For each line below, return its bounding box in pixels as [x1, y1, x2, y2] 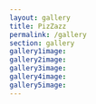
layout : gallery [9, 13, 71, 23]
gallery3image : [9, 64, 67, 73]
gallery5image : [9, 80, 67, 90]
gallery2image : [9, 55, 67, 64]
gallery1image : [9, 47, 67, 56]
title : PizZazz [9, 22, 67, 31]
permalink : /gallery [9, 30, 88, 39]
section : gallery [9, 38, 75, 48]
